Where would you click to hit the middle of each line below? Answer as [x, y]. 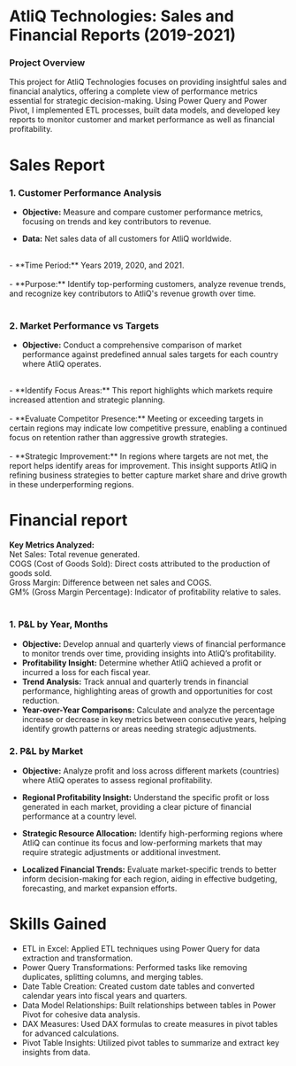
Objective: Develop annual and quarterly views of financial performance [154, 643]
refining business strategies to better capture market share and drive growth [148, 475]
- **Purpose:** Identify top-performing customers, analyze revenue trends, [148, 284]
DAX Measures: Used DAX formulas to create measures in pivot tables [150, 1023]
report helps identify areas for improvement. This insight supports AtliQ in [143, 466]
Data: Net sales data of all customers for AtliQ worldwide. [127, 238]
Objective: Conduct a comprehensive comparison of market [132, 345]
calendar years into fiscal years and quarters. [104, 995]
